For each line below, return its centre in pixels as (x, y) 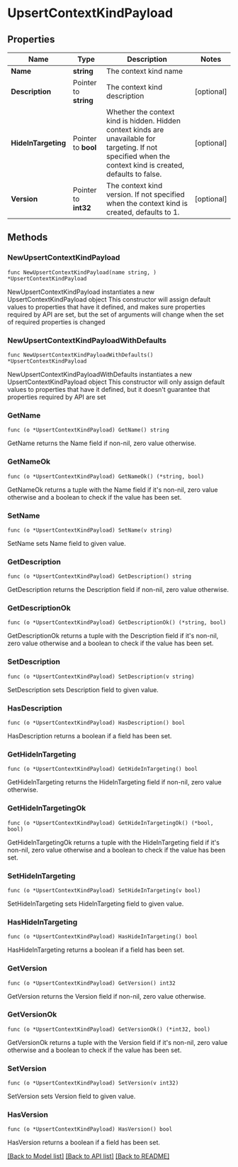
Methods (28, 237)
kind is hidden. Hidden (143, 121)
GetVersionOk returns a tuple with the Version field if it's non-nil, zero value (118, 1042)
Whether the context (140, 112)
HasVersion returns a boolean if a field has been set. (84, 1143)
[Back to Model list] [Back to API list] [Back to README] (89, 1156)
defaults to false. (134, 174)
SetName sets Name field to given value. (67, 543)
